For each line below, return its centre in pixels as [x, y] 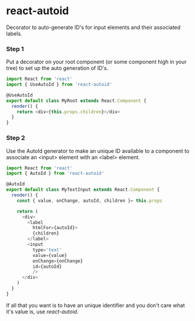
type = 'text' [47, 250]
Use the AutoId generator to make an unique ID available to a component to [98, 151]
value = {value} [50, 255]
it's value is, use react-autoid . [42, 312]
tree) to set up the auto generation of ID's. [57, 68]
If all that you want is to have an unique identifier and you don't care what [95, 305]
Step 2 [16, 138]
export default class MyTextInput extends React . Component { [83, 190]
